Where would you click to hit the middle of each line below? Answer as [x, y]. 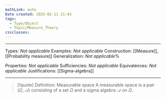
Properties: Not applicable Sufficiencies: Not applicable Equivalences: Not [81, 66]
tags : [11, 19]
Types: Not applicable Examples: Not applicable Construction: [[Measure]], [82, 51]
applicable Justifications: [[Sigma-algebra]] [49, 71]
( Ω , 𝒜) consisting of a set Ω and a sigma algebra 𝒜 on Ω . [75, 90]
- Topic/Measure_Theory [34, 28]
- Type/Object [24, 23]
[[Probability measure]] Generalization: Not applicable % [62, 56]
